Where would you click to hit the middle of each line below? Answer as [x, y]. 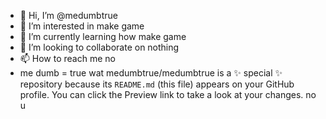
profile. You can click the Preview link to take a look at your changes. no [168, 94]
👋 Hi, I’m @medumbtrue [68, 15]
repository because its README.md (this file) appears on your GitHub [157, 84]
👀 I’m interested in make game [82, 26]
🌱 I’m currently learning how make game [103, 36]
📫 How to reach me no [67, 58]
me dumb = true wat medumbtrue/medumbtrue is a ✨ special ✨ [151, 73]
